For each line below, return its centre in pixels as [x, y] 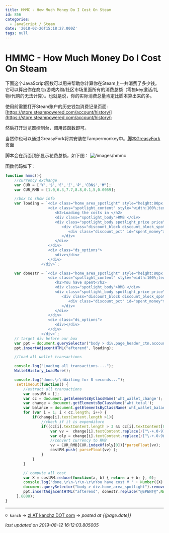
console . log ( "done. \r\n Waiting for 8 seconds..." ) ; [69, 380]
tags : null [17, 33]
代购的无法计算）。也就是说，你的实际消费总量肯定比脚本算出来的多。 [83, 95]
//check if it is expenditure [73, 422]
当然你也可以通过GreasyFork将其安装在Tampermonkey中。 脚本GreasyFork [83, 138]
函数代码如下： [21, 166]
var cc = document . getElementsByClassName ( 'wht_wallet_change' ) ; [93, 398]
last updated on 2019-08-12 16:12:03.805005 [52, 525]
